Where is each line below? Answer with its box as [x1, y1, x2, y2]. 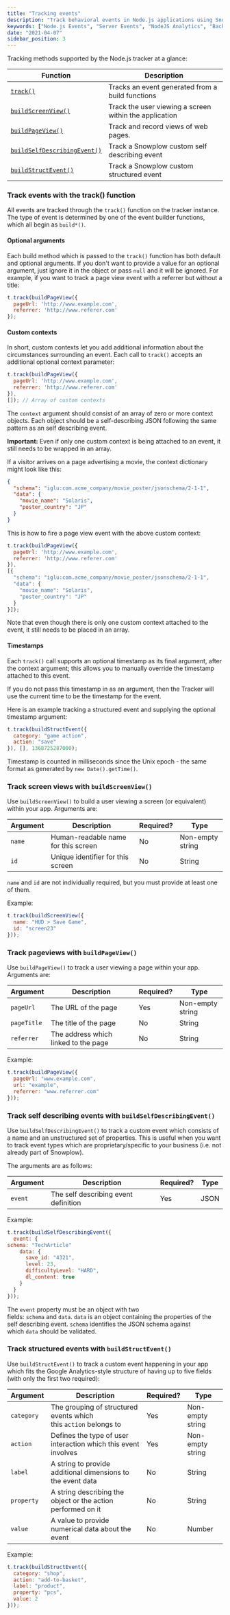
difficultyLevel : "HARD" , [25, 1268, 99, 1274]
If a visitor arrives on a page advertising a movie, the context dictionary [7, 457, 208, 466]
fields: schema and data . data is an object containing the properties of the [7, 1312, 212, 1320]
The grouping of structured [51, 1402, 138, 1412]
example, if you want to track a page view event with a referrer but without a [7, 273, 222, 282]
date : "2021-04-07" [7, 29, 63, 36]
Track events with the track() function [7, 190, 136, 200]
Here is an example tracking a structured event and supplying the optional [7, 705, 216, 713]
